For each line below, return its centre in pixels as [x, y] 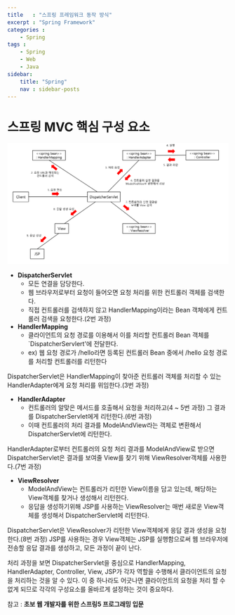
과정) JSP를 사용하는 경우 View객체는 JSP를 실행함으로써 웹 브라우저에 [131, 539]
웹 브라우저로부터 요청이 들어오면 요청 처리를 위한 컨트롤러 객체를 [117, 293]
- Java [29, 67]
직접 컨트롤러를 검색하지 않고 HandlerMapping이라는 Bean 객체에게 [121, 310]
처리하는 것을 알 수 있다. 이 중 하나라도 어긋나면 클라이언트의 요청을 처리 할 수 [120, 581]
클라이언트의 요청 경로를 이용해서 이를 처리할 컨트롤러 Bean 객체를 [119, 335]
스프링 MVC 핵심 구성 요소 [79, 127]
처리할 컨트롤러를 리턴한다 [71, 362]
